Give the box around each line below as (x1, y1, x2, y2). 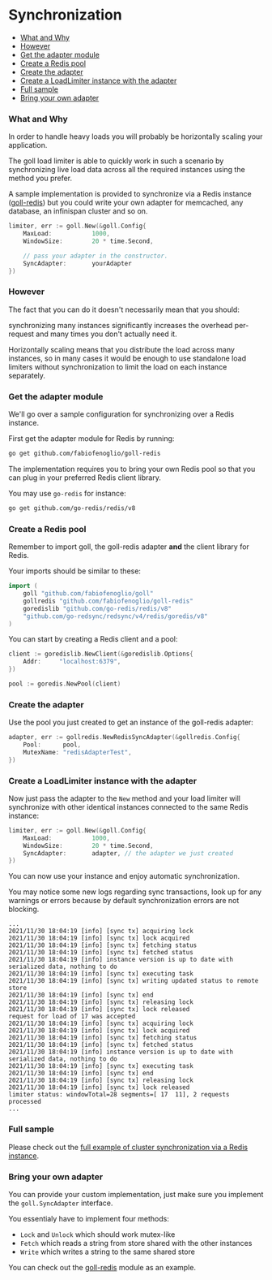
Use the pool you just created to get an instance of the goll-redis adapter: (8, 717, 253, 728)
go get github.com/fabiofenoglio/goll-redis (8, 449, 161, 458)
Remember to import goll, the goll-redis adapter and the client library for (8, 542, 249, 551)
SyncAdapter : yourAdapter (23, 259, 132, 267)
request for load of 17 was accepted (8, 1013, 136, 1021)
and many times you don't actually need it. (36, 329, 177, 339)
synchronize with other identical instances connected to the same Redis (8, 802, 249, 811)
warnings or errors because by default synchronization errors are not (8, 896, 240, 906)
